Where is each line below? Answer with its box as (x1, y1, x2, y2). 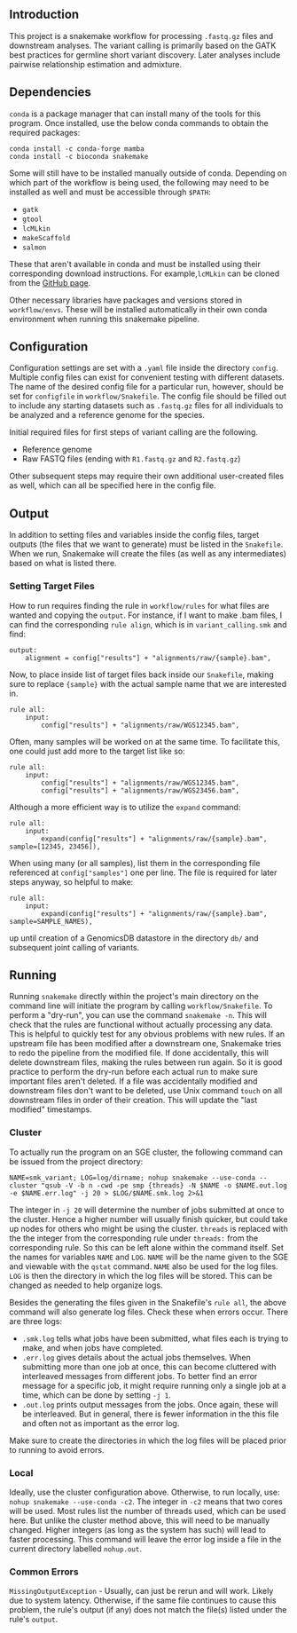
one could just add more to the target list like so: (9, 745, 185, 756)
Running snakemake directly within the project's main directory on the (9, 991, 259, 1002)
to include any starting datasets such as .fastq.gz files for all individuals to (9, 400, 284, 411)
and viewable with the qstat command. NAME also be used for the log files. (9, 1260, 278, 1272)
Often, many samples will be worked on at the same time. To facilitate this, (9, 736, 281, 746)
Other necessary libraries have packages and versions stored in (9, 295, 243, 305)
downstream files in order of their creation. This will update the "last (9, 1095, 258, 1106)
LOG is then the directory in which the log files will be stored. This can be (9, 1270, 273, 1281)
